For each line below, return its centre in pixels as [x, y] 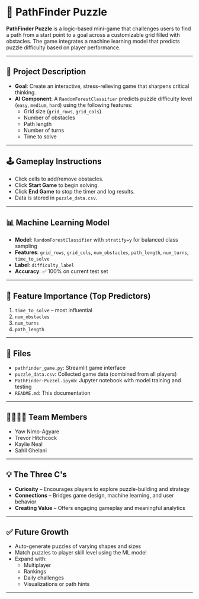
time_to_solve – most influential [54, 310]
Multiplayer [37, 565]
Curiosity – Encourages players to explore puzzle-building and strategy [102, 489]
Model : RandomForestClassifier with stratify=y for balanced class [97, 240]
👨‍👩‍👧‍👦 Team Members [47, 417]
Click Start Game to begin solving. [57, 185]
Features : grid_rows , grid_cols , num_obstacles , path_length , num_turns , [102, 252]
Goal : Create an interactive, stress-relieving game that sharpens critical [102, 86]
